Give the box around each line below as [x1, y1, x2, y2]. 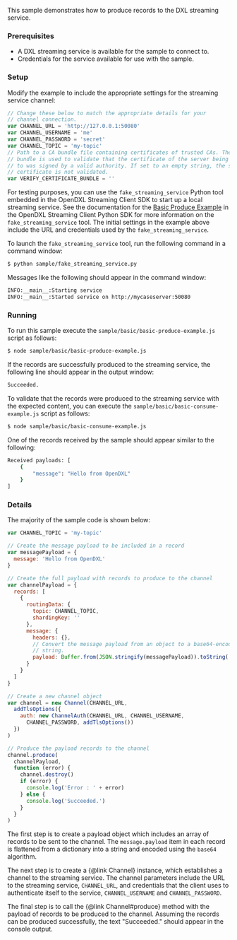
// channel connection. [7, 116, 78, 123]
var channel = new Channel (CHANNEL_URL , [7, 699, 128, 706]
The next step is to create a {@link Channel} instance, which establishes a [7, 866, 223, 875]
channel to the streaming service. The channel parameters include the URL [7, 874, 226, 882]
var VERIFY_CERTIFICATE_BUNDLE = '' [7, 175, 115, 182]
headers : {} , [32, 634, 71, 641]
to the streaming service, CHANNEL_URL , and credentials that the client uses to [7, 881, 229, 890]
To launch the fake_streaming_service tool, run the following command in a [7, 240, 226, 248]
